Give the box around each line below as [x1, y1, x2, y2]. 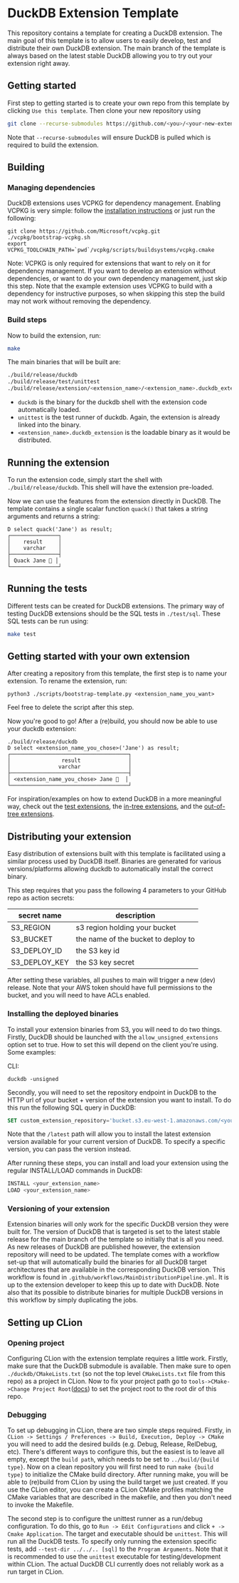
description [115, 910, 156, 920]
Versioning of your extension [7, 1204, 110, 1214]
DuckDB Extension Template [7, 5, 179, 21]
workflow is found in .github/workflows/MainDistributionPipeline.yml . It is [7, 1273, 229, 1282]
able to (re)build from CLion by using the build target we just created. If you [7, 1478, 228, 1487]
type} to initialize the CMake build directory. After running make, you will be [7, 1470, 229, 1479]
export [7, 241, 27, 248]
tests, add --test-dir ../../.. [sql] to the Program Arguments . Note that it [7, 1544, 228, 1554]
